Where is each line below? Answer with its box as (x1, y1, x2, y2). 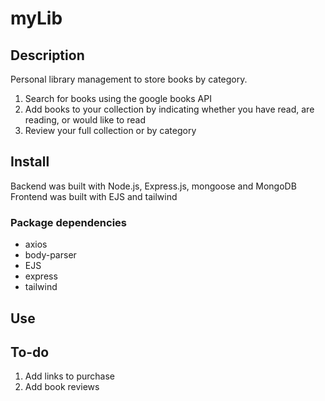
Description (10, 47, 85, 64)
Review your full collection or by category (24, 125, 197, 136)
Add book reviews (24, 381, 100, 393)
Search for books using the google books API (24, 93, 212, 104)
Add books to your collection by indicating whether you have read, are (24, 103, 315, 115)
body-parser (24, 249, 77, 261)
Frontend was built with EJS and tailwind (10, 190, 178, 202)
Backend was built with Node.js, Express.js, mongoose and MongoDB (10, 180, 297, 192)
